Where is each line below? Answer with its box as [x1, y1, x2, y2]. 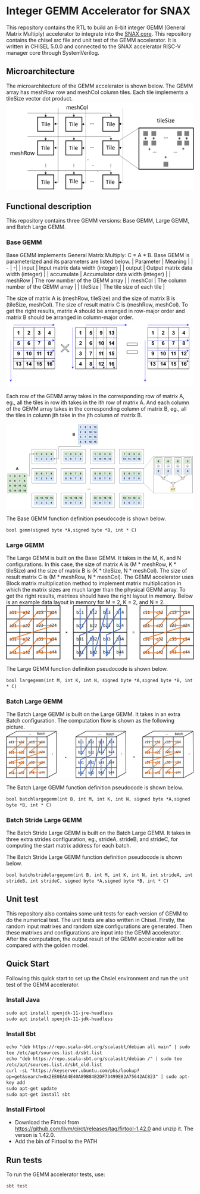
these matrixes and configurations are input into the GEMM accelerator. [6, 929, 182, 936]
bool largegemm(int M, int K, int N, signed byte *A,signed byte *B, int [6, 677, 193, 683]
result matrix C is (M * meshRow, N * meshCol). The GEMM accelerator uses [6, 573, 194, 581]
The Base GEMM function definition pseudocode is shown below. [6, 515, 167, 522]
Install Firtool [6, 1105, 45, 1114]
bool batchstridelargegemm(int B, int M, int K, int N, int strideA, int [6, 872, 193, 878]
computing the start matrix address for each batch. [6, 842, 132, 849]
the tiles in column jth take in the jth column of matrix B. [6, 412, 143, 419]
